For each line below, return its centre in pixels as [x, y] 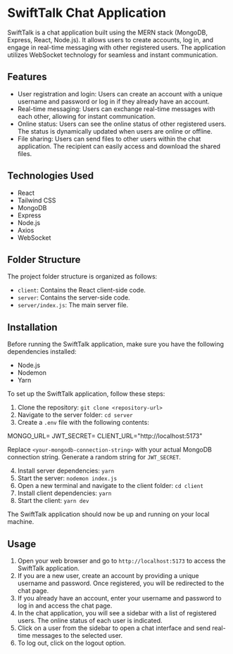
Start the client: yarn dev [53, 501]
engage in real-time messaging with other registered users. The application [116, 47]
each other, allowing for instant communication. [87, 116]
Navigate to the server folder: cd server [75, 415]
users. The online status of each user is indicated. [90, 621]
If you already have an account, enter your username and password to [119, 598]
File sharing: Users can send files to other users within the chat [109, 139]
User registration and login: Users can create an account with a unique [120, 94]
